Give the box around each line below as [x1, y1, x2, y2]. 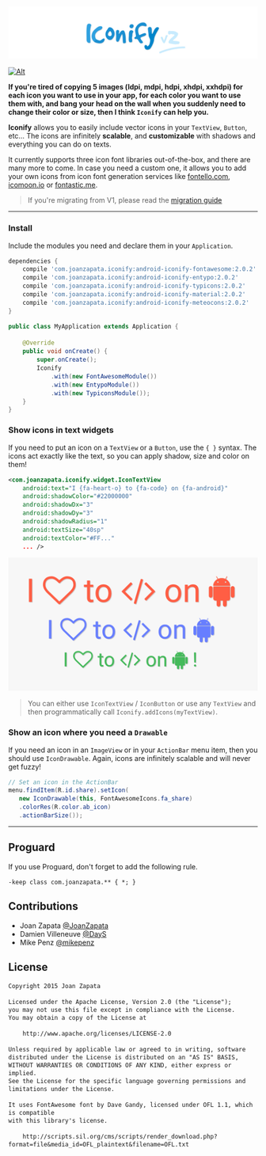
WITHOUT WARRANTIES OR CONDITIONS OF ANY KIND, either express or [8, 1062, 232, 1070]
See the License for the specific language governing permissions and [8, 1078, 246, 1086]
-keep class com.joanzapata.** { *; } [8, 878, 136, 886]
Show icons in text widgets [8, 424, 114, 435]
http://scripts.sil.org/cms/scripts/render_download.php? [22, 1133, 218, 1141]
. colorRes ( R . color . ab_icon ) [18, 803, 112, 812]
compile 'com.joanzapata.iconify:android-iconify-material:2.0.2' [22, 291, 246, 299]
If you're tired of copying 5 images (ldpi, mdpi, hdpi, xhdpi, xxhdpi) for [8, 82, 244, 92]
